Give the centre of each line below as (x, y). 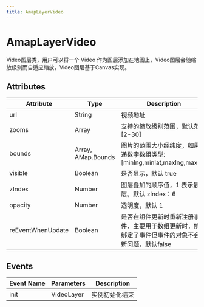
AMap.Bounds (95, 157)
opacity (20, 205)
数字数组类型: (146, 154)
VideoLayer (67, 294)
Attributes (26, 87)
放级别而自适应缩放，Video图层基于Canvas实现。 (68, 67)
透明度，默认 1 (142, 205)
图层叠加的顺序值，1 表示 (157, 185)
